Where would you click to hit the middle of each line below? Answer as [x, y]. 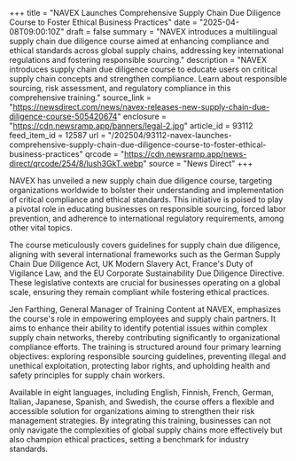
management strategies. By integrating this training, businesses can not [140, 421]
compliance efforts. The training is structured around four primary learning [145, 347]
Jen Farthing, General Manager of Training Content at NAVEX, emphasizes [145, 309]
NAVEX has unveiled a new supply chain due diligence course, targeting [141, 180]
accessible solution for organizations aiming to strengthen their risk [132, 411]
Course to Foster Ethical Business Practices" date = [103, 22]
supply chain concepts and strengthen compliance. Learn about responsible [148, 78]
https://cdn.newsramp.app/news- [185, 154]
